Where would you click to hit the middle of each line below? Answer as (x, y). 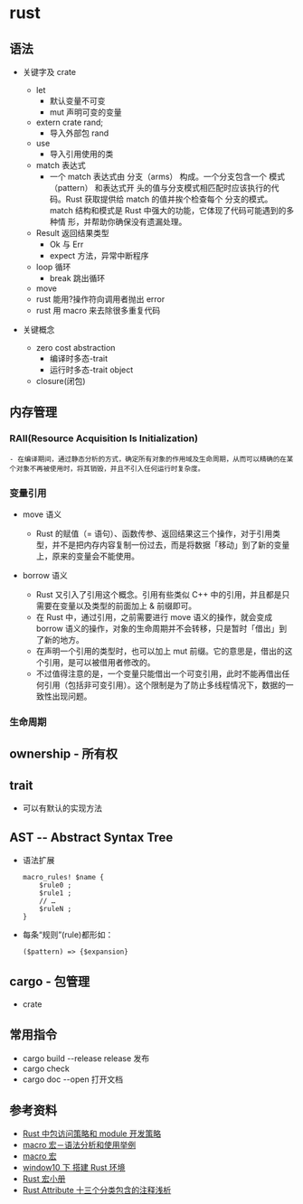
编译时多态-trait (79, 358)
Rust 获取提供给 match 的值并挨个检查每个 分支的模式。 (169, 199)
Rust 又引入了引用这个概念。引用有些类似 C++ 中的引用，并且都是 (159, 594)
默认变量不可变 (77, 101)
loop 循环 (53, 267)
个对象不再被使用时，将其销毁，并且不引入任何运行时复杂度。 (107, 468)
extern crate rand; (70, 122)
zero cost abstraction (76, 348)
